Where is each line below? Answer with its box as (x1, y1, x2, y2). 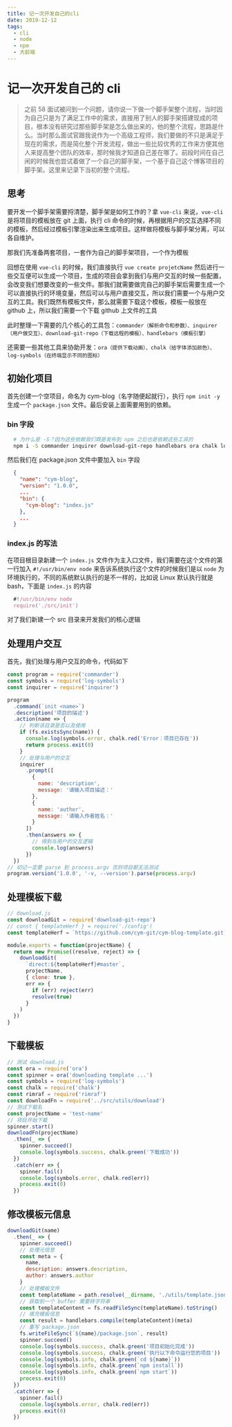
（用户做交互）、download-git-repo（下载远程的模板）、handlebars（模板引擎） (7, 330, 209, 336)
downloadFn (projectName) (7, 1129, 79, 1136)
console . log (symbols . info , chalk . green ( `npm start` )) (19, 1369, 177, 1376)
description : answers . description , (25, 1266, 128, 1273)
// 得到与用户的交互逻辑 (32, 838, 93, 845)
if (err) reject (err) (32, 987, 95, 994)
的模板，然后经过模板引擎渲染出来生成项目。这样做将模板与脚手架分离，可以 (7, 224, 225, 233)
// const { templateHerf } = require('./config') (7, 922, 153, 930)
